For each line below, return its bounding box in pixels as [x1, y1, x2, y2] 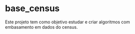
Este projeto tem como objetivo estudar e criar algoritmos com [5, 19, 130, 25]
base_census [5, 3, 60, 14]
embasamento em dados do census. [5, 24, 78, 30]
